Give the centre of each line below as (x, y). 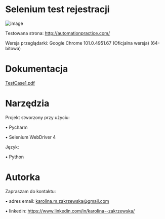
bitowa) (13, 48)
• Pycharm (16, 127)
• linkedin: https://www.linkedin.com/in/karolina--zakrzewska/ (70, 211)
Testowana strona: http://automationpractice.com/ (58, 33)
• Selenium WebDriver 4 (31, 137)
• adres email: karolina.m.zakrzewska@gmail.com (57, 201)
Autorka (23, 177)
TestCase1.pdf (20, 83)
